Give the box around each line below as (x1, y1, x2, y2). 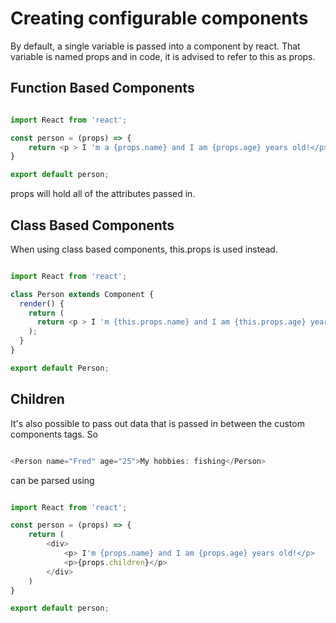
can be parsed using (10, 474, 95, 486)
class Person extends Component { (10, 289, 155, 299)
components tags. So (10, 428, 98, 440)
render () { (19, 298, 65, 309)
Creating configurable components (10, 7, 309, 30)
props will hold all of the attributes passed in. (10, 188, 196, 200)
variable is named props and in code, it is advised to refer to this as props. (10, 50, 316, 62)
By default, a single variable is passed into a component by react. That (10, 40, 301, 52)
